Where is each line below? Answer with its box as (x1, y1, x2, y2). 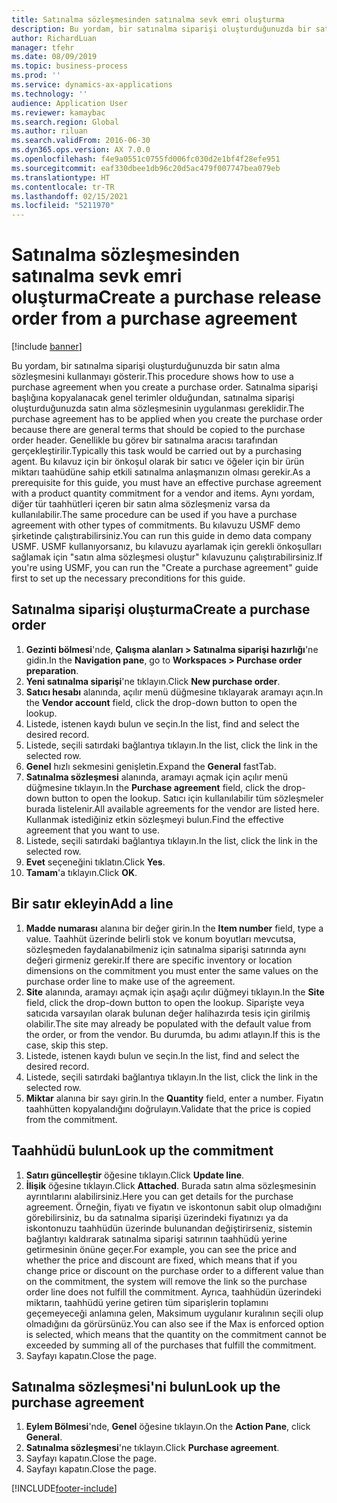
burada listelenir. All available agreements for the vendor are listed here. (25, 802, 320, 815)
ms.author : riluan (11, 126, 88, 136)
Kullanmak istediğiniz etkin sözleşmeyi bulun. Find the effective (25, 813, 284, 825)
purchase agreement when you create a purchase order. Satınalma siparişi (11, 381, 318, 393)
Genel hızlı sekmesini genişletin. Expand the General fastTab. (25, 760, 277, 772)
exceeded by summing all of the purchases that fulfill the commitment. (25, 1339, 317, 1351)
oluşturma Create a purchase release (11, 286, 322, 309)
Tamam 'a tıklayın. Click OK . (25, 866, 138, 878)
